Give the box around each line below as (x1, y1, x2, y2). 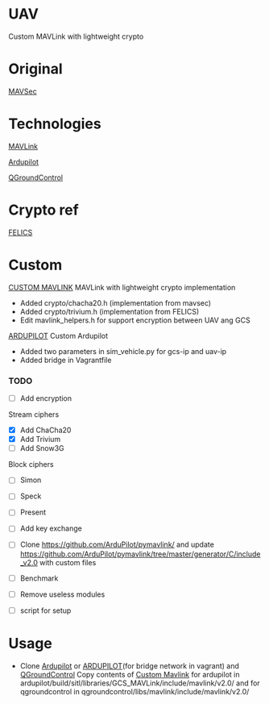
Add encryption (19, 393, 72, 403)
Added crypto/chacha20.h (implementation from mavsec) (19, 298, 212, 307)
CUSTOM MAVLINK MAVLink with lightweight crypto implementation (8, 282, 236, 292)
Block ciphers (8, 460, 54, 469)
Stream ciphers (8, 410, 60, 419)
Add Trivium (19, 435, 61, 444)
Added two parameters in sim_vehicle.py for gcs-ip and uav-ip (19, 346, 227, 356)
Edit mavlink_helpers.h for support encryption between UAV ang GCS (19, 315, 251, 325)
